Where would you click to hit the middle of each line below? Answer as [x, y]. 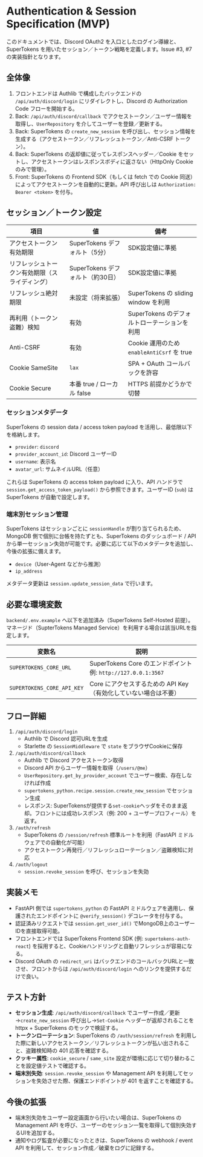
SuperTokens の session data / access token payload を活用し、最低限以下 [99, 427]
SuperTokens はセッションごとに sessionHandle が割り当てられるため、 [95, 529]
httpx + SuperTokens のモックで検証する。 [68, 1028]
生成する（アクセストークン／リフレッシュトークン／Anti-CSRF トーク [103, 139]
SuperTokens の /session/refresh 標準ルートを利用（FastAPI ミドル [109, 835]
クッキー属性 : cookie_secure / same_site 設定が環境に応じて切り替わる [102, 1058]
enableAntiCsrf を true [160, 352]
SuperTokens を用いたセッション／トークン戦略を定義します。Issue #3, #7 [99, 49]
